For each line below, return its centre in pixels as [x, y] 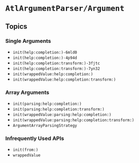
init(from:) [25, 150]
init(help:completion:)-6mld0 [45, 52]
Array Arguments [27, 92]
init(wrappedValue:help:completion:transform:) [64, 79]
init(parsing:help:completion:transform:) [59, 109]
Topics [16, 26]
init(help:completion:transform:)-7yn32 [56, 68]
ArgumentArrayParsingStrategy [45, 126]
